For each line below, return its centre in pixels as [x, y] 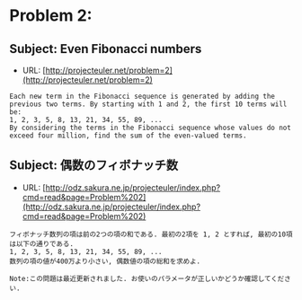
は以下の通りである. [42, 243]
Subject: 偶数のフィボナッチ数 [93, 166]
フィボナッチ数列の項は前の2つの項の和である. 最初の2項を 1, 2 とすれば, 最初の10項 [151, 234]
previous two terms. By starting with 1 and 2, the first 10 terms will [148, 104]
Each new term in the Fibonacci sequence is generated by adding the [142, 96]
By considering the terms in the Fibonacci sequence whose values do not [151, 128]
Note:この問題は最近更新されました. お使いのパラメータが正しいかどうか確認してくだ [147, 278]
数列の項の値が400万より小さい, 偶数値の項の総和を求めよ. [105, 261]
